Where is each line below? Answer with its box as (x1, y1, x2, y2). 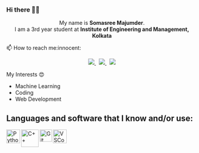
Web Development (15, 95, 62, 103)
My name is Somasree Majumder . (59, 19, 145, 27)
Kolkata (92, 32, 112, 39)
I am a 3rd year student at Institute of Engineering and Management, (15, 25, 189, 33)
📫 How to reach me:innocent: (6, 44, 81, 52)
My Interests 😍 (6, 71, 45, 78)
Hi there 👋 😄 (6, 5, 40, 14)
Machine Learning (15, 83, 61, 90)
